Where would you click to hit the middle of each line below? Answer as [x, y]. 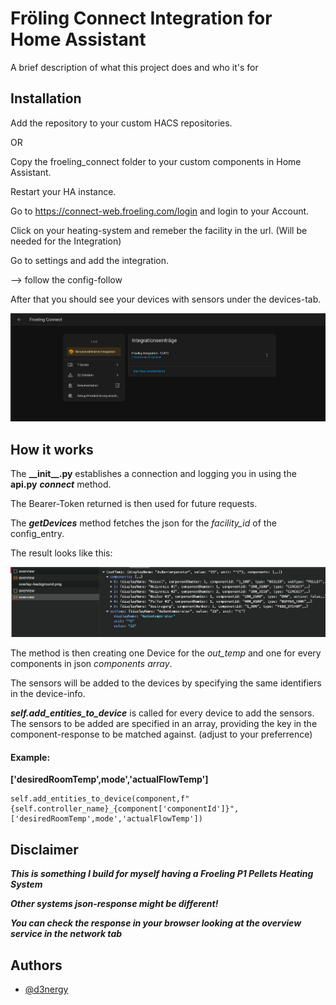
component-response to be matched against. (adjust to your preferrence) [161, 734]
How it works [52, 449]
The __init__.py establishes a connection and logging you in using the [153, 473]
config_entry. [37, 533]
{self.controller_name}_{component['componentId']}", [125, 809]
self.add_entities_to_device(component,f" [100, 799]
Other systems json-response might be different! [114, 904]
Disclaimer [44, 849]
